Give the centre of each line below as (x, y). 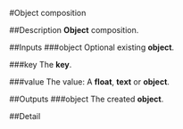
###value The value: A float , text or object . (89, 82)
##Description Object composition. (74, 30)
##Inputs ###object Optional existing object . (92, 47)
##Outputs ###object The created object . (87, 99)
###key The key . (41, 64)
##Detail (25, 116)
